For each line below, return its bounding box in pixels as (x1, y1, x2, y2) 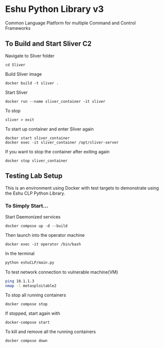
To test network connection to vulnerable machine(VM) (5, 269, 118, 275)
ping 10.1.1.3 (5, 278, 35, 283)
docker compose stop (5, 302, 48, 307)
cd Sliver (5, 62, 26, 68)
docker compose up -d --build (5, 223, 68, 228)
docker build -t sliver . (5, 80, 59, 85)
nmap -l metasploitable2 (5, 283, 57, 288)
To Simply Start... (5, 203, 48, 209)
